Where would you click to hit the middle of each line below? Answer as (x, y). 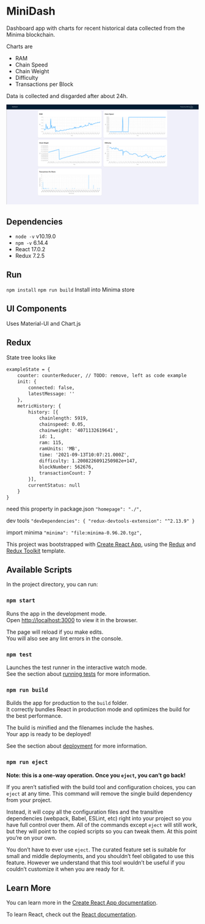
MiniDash (31, 11)
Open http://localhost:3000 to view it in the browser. (72, 620)
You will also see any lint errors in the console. (65, 638)
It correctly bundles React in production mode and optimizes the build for (98, 709)
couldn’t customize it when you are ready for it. (66, 869)
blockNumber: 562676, (67, 467)
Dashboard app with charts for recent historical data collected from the (95, 28)
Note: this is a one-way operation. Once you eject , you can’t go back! (96, 775)
